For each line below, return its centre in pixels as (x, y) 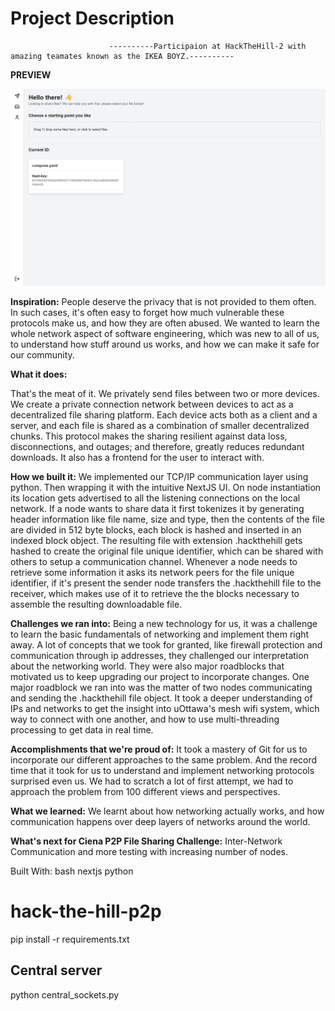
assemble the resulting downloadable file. (96, 604)
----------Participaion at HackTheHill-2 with (207, 46)
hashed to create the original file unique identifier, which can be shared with (167, 551)
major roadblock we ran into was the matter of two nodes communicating (161, 687)
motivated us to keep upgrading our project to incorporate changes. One (160, 676)
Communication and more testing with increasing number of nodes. (149, 851)
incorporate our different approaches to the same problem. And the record (164, 759)
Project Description (92, 18)
